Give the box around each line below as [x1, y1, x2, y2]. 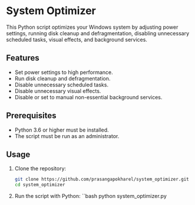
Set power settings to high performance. [14, 69, 113, 76]
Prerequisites [6, 110, 57, 121]
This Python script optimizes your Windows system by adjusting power [6, 23, 179, 31]
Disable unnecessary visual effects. [14, 87, 101, 95]
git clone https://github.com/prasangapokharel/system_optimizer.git [14, 176, 190, 183]
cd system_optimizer [14, 182, 65, 188]
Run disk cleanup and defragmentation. [14, 75, 111, 82]
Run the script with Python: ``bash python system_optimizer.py [14, 193, 167, 200]
